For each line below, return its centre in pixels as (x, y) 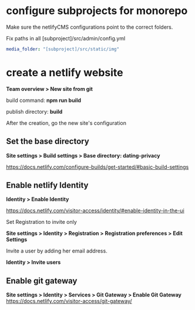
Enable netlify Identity (48, 185)
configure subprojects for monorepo (97, 11)
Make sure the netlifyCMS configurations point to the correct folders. (90, 27)
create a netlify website (65, 73)
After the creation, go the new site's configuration (66, 123)
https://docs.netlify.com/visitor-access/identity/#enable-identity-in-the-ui (95, 211)
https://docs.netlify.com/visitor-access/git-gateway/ (69, 301)
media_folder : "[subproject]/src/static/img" (63, 49)
